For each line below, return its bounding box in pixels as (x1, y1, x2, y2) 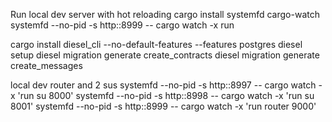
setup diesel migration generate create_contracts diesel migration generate (10, 49, 320, 61)
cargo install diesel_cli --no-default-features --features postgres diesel (10, 39, 303, 50)
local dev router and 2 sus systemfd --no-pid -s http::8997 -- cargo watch (10, 79, 317, 91)
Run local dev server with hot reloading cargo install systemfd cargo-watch (10, 9, 320, 20)
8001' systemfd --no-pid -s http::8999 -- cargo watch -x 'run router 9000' (10, 100, 317, 112)
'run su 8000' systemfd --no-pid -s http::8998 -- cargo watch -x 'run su (17, 90, 315, 101)
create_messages (10, 60, 83, 71)
